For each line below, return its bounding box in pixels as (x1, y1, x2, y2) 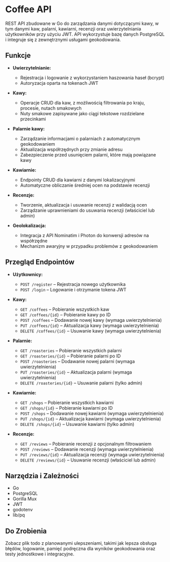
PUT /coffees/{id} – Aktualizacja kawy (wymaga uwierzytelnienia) (20, 322, 159, 328)
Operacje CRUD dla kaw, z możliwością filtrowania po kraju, (20, 100, 145, 106)
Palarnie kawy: (12, 125, 45, 131)
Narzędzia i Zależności (5, 471, 79, 480)
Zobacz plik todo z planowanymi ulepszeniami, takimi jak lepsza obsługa (5, 540, 157, 546)
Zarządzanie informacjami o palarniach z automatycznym (20, 136, 141, 142)
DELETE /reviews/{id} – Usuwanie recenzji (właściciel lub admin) (20, 457, 156, 463)
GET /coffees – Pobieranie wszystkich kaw (20, 306, 110, 312)
